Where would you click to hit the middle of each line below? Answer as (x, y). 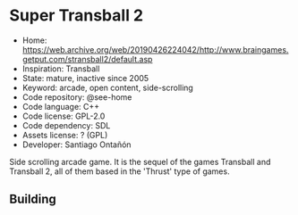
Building (33, 199)
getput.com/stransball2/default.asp (87, 59)
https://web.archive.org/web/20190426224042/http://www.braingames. (155, 49)
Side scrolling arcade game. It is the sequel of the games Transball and (140, 161)
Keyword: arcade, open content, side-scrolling (108, 87)
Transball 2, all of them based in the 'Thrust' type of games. (119, 171)
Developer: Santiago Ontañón (77, 145)
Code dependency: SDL (66, 125)
